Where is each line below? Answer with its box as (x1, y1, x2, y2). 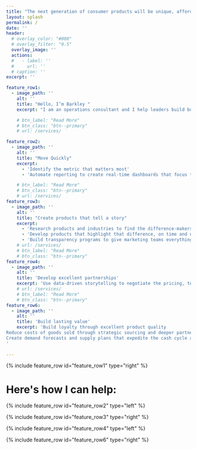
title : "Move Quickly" (16, 155, 72, 161)
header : (6, 31, 25, 36)
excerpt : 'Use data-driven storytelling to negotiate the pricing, (16, 280, 185, 287)
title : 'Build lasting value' (16, 319, 91, 325)
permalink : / (6, 19, 38, 25)
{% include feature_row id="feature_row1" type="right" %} (6, 362, 148, 369)
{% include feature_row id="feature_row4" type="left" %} (6, 425, 146, 432)
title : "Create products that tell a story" (16, 215, 127, 221)
